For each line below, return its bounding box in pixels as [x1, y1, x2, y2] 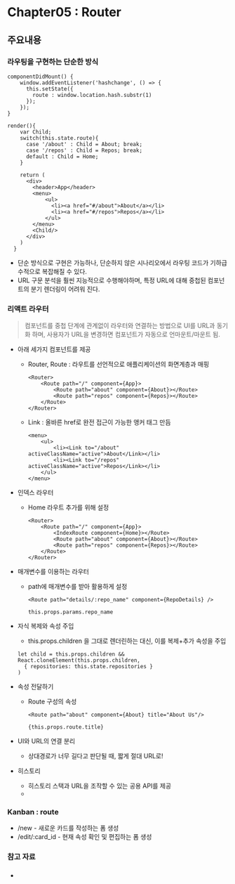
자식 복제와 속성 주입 [17, 622, 74, 630]
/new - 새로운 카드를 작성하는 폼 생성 [17, 824, 119, 833]
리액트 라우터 [7, 304, 49, 313]
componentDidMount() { [7, 73, 74, 80]
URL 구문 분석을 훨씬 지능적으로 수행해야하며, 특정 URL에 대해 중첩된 [17, 275, 206, 285]
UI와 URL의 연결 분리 [17, 737, 76, 746]
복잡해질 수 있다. [41, 267, 88, 275]
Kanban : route [7, 807, 59, 817]
